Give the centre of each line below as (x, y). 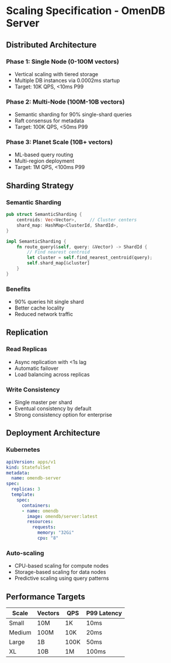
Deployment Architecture (53, 433)
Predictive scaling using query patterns (62, 578)
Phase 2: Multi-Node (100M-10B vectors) (66, 102)
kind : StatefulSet (28, 467)
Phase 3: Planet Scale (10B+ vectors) (60, 142)
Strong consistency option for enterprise (63, 415)
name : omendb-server (36, 478)
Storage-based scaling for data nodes (60, 572)
